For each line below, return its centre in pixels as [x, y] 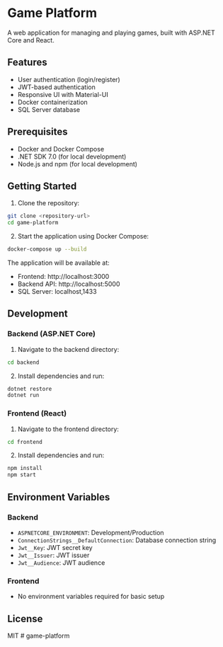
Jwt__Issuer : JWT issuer [53, 555]
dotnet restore [30, 389]
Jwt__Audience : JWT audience [61, 562]
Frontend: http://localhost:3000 [63, 276]
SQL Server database [49, 109]
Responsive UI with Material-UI [63, 94]
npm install [25, 469]
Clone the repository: [48, 203]
